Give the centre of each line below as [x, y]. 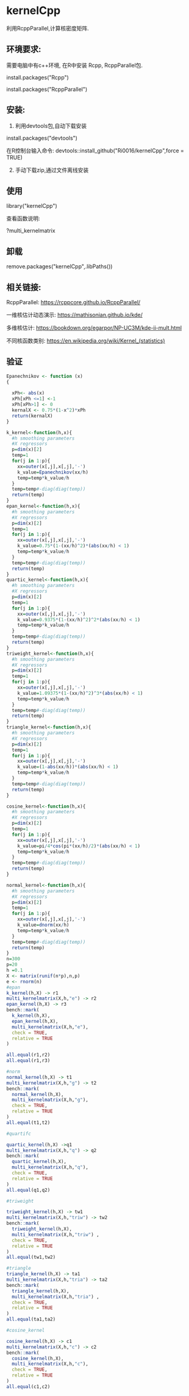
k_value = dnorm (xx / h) [43, 925]
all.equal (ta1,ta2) [31, 1319]
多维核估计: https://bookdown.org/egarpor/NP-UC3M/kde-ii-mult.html [94, 328]
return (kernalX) [32, 416]
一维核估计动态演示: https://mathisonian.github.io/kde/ [75, 315]
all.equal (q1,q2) [28, 1190]
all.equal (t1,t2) [28, 1122]
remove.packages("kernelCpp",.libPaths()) [59, 266]
